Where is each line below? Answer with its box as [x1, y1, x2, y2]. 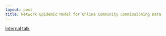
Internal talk [5, 25, 30, 31]
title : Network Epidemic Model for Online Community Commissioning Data [5, 12, 161, 17]
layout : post [5, 7, 33, 12]
